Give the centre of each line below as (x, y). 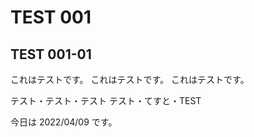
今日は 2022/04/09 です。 (64, 122)
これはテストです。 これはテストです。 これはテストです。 (130, 79)
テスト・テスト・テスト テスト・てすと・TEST (106, 100)
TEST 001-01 (51, 54)
